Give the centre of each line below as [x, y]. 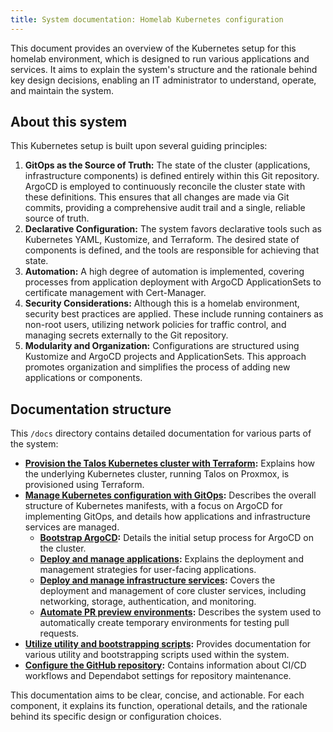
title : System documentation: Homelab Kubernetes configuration [147, 19]
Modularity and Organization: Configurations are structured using [162, 346]
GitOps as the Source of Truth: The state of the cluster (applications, [167, 165]
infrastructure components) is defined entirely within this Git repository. [172, 176]
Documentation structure [91, 409]
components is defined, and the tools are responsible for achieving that [172, 250]
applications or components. [83, 378]
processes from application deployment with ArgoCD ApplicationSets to [173, 282]
